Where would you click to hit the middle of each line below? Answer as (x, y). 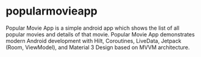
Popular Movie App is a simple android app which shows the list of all (93, 28)
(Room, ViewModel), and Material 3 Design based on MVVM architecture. (98, 47)
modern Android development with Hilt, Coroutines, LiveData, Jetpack (93, 41)
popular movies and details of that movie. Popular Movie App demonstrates (100, 34)
